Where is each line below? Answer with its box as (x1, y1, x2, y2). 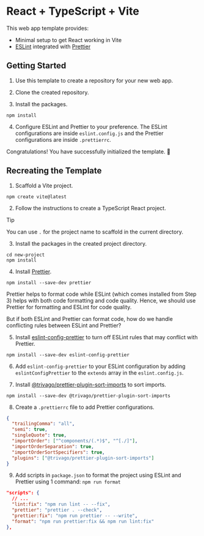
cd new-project (6, 252, 45, 258)
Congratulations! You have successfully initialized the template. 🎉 (6, 148, 171, 155)
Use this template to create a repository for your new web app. (15, 76, 173, 84)
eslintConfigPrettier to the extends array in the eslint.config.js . (15, 369, 184, 376)
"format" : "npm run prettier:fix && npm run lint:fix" (12, 518, 155, 524)
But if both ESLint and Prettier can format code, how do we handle (6, 315, 173, 322)
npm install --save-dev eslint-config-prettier (6, 351, 130, 358)
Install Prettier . (15, 268, 52, 275)
